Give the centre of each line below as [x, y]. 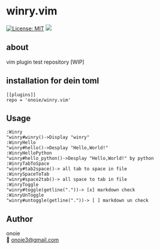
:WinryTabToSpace [28, 164]
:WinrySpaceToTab [28, 174]
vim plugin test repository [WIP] [46, 62]
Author [19, 219]
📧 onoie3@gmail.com [33, 240]
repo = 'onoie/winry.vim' [38, 100]
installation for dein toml [53, 81]
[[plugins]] [21, 94]
